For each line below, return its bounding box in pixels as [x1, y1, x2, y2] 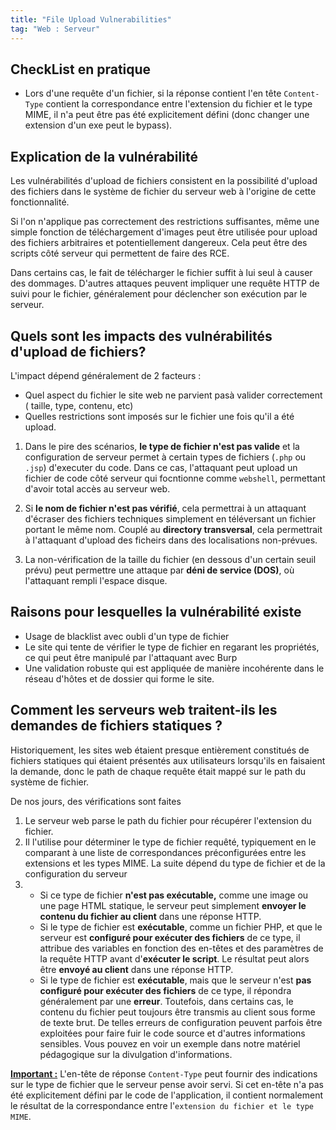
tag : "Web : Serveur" [10, 24, 101, 34]
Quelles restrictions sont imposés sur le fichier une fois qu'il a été [24, 410, 295, 422]
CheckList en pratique [10, 61, 152, 78]
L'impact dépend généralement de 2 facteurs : [10, 369, 202, 381]
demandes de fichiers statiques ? [10, 717, 223, 735]
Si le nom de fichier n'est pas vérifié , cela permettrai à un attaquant [24, 502, 307, 514]
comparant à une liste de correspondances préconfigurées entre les [24, 846, 307, 858]
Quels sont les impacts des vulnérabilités [10, 327, 273, 345]
